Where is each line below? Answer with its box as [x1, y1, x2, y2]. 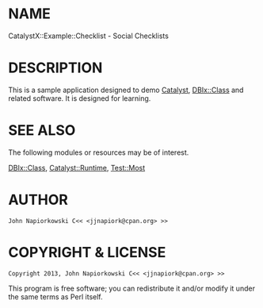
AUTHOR [8, 191, 69, 209]
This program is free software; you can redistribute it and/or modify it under [8, 283, 256, 293]
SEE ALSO [8, 121, 76, 140]
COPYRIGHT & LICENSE [8, 243, 166, 261]
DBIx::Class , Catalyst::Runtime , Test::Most [8, 163, 146, 172]
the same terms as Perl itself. [8, 291, 103, 302]
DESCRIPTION [8, 59, 103, 77]
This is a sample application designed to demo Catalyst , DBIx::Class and [8, 85, 244, 94]
